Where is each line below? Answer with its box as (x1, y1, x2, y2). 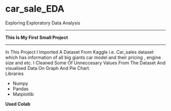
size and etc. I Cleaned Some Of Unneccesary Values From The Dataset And (5, 59, 166, 66)
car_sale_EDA (5, 3, 65, 15)
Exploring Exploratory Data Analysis (5, 20, 80, 26)
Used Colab (5, 101, 31, 107)
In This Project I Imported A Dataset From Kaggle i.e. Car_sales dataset (5, 49, 154, 55)
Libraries (5, 70, 24, 77)
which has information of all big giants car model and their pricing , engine (5, 54, 161, 60)
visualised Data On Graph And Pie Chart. (5, 65, 91, 71)
